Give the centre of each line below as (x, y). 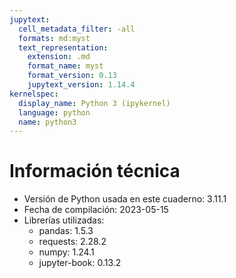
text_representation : (63, 47)
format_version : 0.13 (72, 76)
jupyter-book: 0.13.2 (80, 263)
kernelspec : (34, 94)
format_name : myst (65, 66)
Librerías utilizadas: (64, 220)
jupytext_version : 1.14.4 (81, 85)
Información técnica (95, 171)
